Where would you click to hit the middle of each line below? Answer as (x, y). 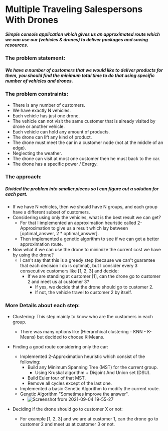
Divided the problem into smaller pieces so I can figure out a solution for (82, 189)
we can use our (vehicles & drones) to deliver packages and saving (77, 39)
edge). (19, 148)
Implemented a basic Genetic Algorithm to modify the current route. (90, 388)
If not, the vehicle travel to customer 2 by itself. (83, 293)
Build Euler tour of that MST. (57, 378)
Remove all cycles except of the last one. (70, 383)
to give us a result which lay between (90, 228)
